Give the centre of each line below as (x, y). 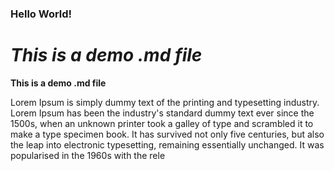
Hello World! (41, 14)
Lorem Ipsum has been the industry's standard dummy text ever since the (162, 113)
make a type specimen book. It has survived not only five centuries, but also (167, 134)
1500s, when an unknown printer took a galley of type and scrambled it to (162, 123)
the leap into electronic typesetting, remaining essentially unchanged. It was (167, 144)
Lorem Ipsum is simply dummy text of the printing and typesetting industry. (165, 102)
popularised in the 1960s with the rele (88, 155)
